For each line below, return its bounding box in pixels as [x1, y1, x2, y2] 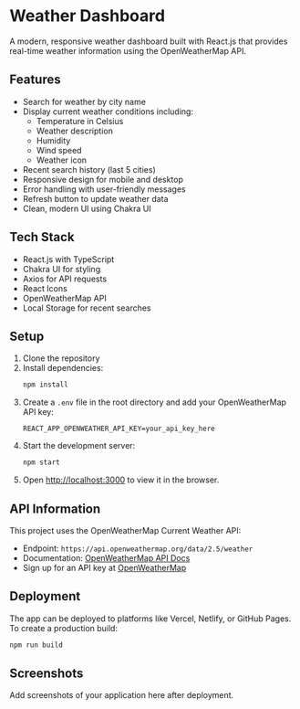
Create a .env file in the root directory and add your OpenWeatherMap [22, 397, 287, 407]
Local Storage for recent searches [22, 302, 152, 313]
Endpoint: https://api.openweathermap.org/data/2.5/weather [22, 543, 253, 554]
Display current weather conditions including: [22, 106, 194, 117]
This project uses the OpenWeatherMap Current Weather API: [9, 524, 242, 535]
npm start [22, 458, 61, 467]
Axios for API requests [22, 273, 108, 284]
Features [9, 72, 61, 88]
